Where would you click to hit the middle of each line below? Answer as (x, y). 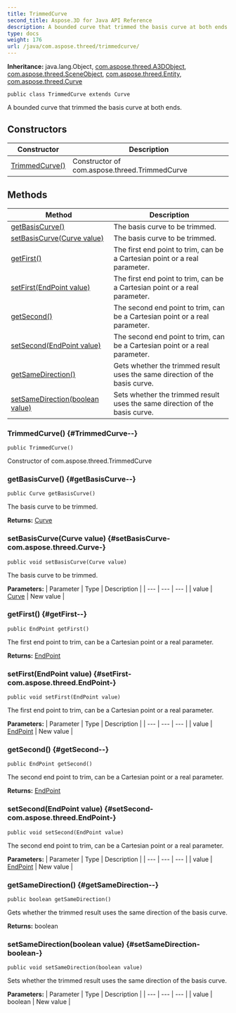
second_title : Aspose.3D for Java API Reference (80, 20)
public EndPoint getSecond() (50, 764)
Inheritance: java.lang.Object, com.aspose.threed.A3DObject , (97, 66)
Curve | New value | (36, 596)
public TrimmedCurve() (40, 447)
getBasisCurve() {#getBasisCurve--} (72, 479)
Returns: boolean (33, 926)
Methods (27, 195)
